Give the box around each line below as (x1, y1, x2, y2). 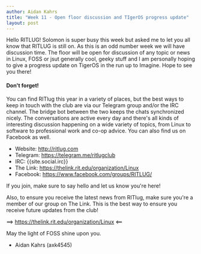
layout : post (6, 20, 39, 26)
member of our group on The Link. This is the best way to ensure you (6, 200, 178, 207)
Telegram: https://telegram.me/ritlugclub (14, 151, 116, 159)
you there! (6, 68, 32, 75)
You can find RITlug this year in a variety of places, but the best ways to (6, 95, 184, 102)
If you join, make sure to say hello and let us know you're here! (6, 182, 161, 189)
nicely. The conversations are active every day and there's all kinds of (6, 114, 179, 122)
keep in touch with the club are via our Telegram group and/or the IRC (6, 101, 179, 108)
